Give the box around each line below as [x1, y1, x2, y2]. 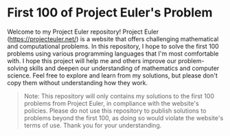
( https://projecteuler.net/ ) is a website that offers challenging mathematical [7, 34, 219, 43]
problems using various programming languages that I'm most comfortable [7, 49, 219, 58]
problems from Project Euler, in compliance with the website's [23, 99, 199, 107]
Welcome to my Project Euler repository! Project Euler [7, 27, 159, 36]
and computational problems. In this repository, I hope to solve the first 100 [7, 42, 220, 50]
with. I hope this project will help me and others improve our [7, 56, 177, 65]
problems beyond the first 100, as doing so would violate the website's [23, 113, 224, 122]
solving [7, 64, 28, 72]
